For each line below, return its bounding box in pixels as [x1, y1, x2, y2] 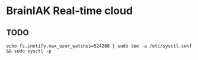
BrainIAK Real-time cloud [6, 4, 133, 18]
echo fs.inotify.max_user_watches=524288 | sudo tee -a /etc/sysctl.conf [6, 43, 193, 49]
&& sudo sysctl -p [6, 48, 52, 54]
